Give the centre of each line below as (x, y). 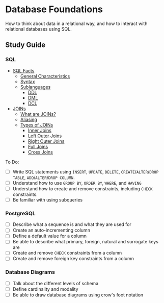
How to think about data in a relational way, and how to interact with (76, 23)
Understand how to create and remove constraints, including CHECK (83, 188)
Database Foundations (54, 9)
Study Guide (25, 45)
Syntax (28, 81)
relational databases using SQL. (39, 29)
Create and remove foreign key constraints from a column (73, 259)
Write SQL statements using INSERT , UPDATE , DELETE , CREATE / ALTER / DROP (86, 171)
